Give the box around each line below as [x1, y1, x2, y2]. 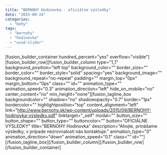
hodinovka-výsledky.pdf [5, 112, 56, 118]
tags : [5, 26, 17, 31]
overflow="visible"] [109, 54, 150, 60]
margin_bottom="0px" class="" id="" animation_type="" [5, 80, 122, 86]
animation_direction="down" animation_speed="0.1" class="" [5, 133, 132, 139]
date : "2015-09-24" [5, 12, 46, 17]
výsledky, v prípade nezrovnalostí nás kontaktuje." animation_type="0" [5, 128, 151, 134]
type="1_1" [97, 59, 119, 65]
